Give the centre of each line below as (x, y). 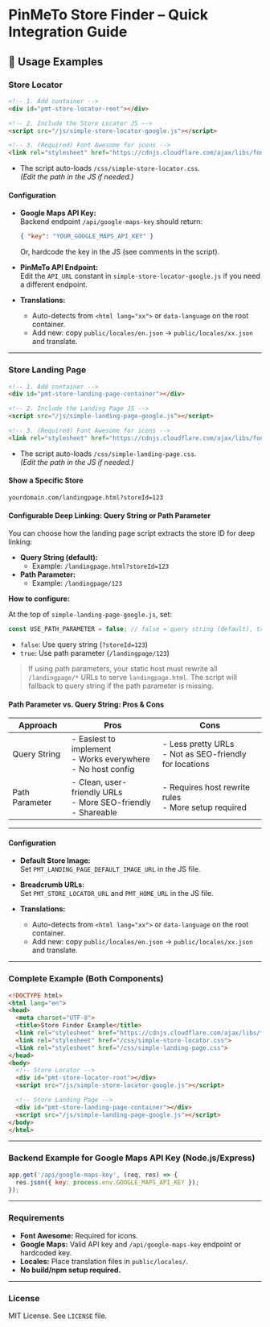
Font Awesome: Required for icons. (79, 1235)
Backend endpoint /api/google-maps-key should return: (111, 222)
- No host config (103, 769)
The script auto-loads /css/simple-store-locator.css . (110, 168)
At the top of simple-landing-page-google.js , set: (90, 615)
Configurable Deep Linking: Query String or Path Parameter (110, 515)
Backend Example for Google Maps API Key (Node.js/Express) (132, 1158)
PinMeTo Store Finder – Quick (108, 15)
